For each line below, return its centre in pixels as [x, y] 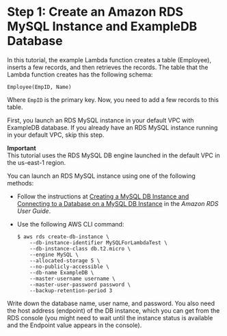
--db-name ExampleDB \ [62, 272]
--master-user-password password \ [80, 285]
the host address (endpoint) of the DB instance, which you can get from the [113, 310]
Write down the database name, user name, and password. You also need [111, 303]
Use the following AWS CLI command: [70, 224]
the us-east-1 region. [37, 162]
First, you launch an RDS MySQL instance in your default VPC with [101, 120]
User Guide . [34, 211]
